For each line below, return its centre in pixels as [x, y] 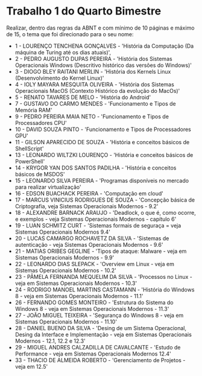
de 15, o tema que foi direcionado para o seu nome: [70, 34]
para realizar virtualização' [48, 187]
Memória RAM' [33, 110]
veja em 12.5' [31, 366]
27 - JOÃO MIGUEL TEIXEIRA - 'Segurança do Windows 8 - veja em [99, 315]
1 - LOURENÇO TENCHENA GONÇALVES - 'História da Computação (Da [104, 46]
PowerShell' [30, 161]
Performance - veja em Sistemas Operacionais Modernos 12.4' [93, 354]
